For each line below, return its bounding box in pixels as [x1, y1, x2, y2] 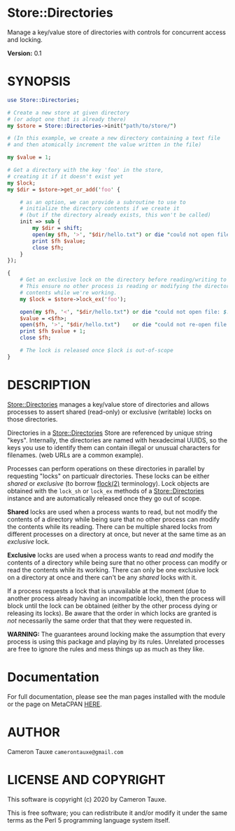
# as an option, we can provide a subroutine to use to [20, 198, 187, 205]
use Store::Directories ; [7, 96, 80, 103]
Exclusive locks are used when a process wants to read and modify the [7, 551, 214, 559]
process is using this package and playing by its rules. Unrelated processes [7, 637, 225, 646]
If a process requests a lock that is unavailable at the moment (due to [7, 586, 206, 595]
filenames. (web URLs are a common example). [7, 451, 143, 459]
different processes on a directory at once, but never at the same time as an [7, 530, 226, 538]
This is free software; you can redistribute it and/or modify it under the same [7, 809, 227, 817]
